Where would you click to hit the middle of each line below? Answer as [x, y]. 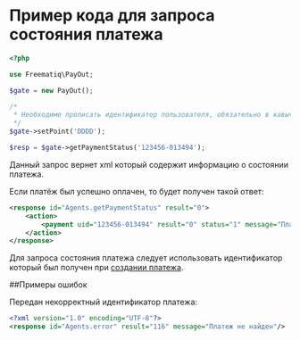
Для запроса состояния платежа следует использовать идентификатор [146, 258]
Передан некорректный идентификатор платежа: [104, 302]
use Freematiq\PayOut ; [51, 74]
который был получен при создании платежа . [96, 268]
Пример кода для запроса [112, 16]
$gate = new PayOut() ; [51, 90]
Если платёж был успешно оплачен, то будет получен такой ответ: [137, 191]
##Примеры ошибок [48, 285]
